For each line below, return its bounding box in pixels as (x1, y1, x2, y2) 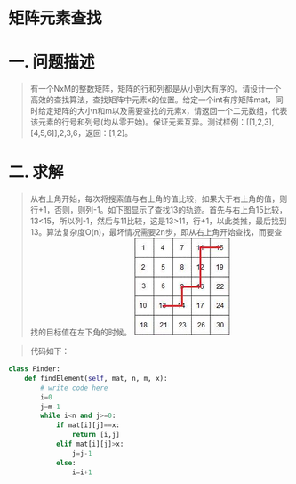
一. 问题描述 (8, 52, 95, 72)
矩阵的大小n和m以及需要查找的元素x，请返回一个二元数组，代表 (53, 106, 288, 117)
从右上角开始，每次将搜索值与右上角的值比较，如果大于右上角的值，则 (29, 193, 288, 205)
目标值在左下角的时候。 (45, 327, 132, 338)
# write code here (40, 383, 108, 392)
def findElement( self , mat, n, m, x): (24, 374, 168, 383)
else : (55, 458, 76, 467)
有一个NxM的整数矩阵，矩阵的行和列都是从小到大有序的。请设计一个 (29, 84, 282, 94)
